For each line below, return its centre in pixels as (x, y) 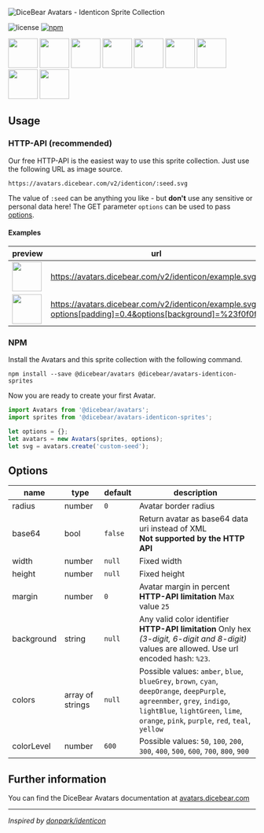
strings (77, 705)
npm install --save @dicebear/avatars (71, 374)
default (118, 493)
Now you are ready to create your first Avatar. (82, 396)
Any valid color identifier (184, 620)
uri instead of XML (173, 529)
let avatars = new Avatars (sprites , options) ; (86, 439)
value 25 (154, 606)
